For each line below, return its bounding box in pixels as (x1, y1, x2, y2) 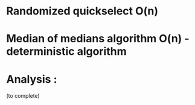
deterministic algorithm (6, 45, 127, 59)
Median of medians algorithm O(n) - (6, 32, 190, 46)
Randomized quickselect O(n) (6, 4, 159, 18)
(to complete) (6, 92, 40, 100)
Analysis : (6, 72, 57, 86)
